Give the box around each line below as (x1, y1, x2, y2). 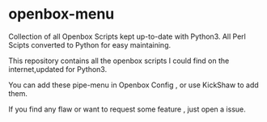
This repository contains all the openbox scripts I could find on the (8, 56, 230, 65)
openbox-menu (8, 5, 115, 23)
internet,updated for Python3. (8, 64, 108, 74)
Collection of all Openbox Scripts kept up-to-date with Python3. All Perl (8, 32, 247, 41)
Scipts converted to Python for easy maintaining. (8, 40, 172, 49)
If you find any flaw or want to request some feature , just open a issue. (8, 104, 247, 114)
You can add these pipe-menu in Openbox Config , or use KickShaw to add (8, 80, 259, 90)
